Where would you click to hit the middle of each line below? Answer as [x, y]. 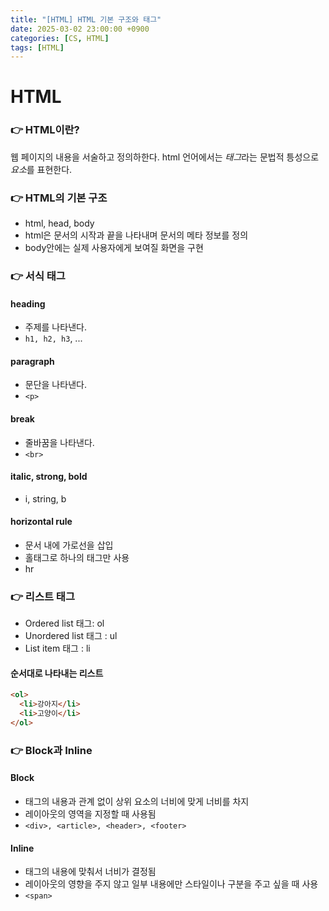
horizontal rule [41, 522]
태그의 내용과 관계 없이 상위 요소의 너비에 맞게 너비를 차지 [137, 802]
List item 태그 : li [57, 648]
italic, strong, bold [49, 477]
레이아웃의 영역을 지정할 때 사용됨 [90, 814]
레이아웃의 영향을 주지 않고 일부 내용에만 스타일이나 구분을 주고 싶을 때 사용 [171, 884]
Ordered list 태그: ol [64, 623]
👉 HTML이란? [45, 130]
